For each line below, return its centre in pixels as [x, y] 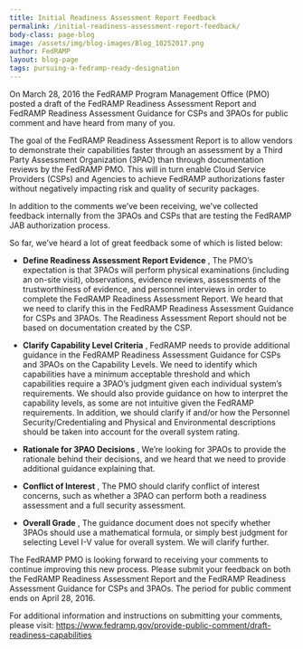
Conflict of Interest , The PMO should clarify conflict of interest [141, 486]
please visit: [32, 625]
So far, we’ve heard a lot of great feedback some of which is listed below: [146, 243]
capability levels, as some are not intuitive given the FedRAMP [138, 403]
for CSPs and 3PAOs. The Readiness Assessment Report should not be [155, 318]
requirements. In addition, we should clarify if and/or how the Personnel [156, 412]
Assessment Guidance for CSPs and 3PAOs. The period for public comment [151, 588]
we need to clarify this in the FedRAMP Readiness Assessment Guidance [158, 308]
